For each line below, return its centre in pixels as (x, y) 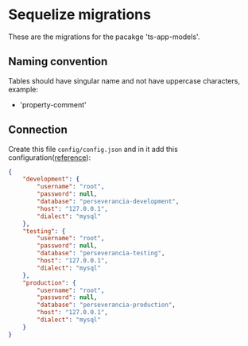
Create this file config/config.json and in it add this (93, 149)
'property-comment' (53, 104)
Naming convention (58, 62)
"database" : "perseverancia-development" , (108, 202)
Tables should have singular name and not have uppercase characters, (124, 80)
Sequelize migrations (79, 15)
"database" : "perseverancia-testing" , (101, 253)
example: (23, 89)
